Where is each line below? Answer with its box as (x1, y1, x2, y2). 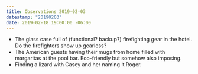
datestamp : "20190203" (6, 14, 62, 20)
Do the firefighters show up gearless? (14, 42, 107, 49)
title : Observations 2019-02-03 (6, 8, 86, 15)
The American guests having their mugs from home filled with (14, 49, 165, 56)
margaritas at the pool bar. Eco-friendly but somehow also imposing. (14, 54, 182, 62)
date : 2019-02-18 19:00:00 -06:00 (6, 20, 92, 25)
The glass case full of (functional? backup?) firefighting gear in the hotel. (14, 36, 193, 43)
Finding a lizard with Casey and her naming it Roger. (14, 61, 142, 68)
